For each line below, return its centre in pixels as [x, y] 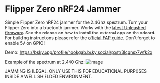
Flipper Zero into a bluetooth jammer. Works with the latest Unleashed [75, 27]
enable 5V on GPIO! [25, 43]
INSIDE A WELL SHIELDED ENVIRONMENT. [48, 76]
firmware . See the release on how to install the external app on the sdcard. [80, 33]
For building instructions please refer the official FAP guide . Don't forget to [80, 38]
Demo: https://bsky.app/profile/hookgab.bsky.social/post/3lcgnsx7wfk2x [79, 52]
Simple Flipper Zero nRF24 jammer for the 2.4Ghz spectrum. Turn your [76, 22]
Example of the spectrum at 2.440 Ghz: [45, 62]
